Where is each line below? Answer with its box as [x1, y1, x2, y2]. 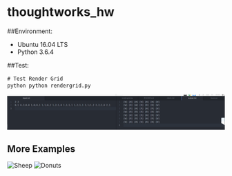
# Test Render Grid [7, 75, 64, 82]
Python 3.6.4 [17, 48, 54, 56]
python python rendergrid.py [7, 82, 91, 89]
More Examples [7, 143, 76, 155]
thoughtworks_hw [7, 4, 115, 20]
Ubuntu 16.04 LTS [17, 40, 68, 48]
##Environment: [7, 27, 53, 35]
